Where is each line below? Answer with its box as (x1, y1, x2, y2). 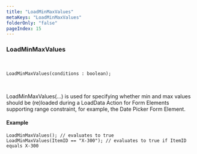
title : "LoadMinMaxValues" (6, 8, 74, 15)
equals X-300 (6, 143, 39, 149)
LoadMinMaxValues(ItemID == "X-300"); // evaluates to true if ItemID (6, 137, 187, 144)
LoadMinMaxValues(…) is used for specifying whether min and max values (6, 92, 191, 99)
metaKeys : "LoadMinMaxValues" (6, 14, 82, 20)
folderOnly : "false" (6, 20, 58, 26)
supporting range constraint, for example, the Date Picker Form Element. (6, 105, 186, 113)
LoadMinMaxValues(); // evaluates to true (6, 132, 114, 138)
